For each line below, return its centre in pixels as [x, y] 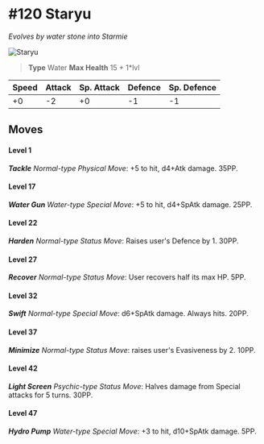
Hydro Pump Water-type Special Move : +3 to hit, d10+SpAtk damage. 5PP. [132, 431]
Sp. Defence [193, 87]
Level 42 [23, 368]
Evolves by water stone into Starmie [68, 36]
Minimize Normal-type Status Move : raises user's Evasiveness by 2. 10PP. [132, 350]
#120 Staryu [50, 14]
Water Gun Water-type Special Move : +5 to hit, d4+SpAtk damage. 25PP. [130, 204]
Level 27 [23, 259]
